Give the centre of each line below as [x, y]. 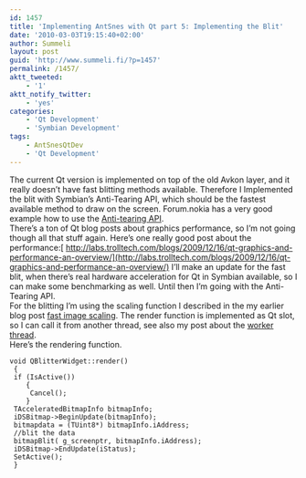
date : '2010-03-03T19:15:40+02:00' [77, 35]
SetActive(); [38, 457]
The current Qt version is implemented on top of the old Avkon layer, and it [150, 180]
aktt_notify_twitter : [51, 94]
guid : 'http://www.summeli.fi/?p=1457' [85, 60]
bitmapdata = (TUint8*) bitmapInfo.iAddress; [101, 425]
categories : [32, 111]
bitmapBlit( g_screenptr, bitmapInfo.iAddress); [108, 441]
